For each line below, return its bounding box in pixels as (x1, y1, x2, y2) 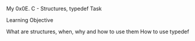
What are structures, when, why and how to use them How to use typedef (6, 28, 190, 35)
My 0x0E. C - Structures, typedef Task (6, 5, 102, 12)
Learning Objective (6, 17, 54, 23)
